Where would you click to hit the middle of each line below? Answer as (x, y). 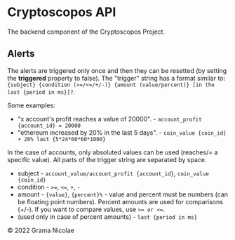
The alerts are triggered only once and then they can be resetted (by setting (117, 70)
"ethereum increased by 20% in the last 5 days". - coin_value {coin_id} (122, 132)
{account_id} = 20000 (49, 126)
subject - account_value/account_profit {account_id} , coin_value (113, 173)
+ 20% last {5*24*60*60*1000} (62, 139)
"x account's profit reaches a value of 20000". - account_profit (109, 119)
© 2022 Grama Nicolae (41, 230)
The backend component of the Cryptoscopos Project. (86, 32)
